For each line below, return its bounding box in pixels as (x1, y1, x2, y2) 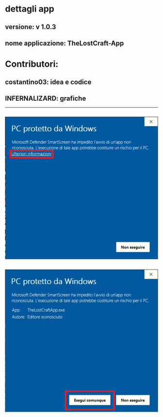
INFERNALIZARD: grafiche (5, 94, 86, 102)
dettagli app (5, 3, 54, 15)
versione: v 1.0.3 (5, 23, 56, 31)
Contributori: (5, 59, 59, 70)
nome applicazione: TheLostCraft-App (5, 39, 124, 47)
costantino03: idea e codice (5, 78, 92, 86)
